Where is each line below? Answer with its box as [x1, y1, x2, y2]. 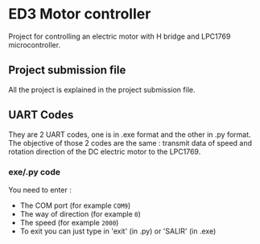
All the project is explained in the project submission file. [8, 85, 196, 94]
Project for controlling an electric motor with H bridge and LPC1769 [8, 31, 231, 41]
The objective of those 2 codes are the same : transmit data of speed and [8, 138, 252, 147]
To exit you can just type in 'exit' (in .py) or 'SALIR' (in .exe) [19, 226, 217, 236]
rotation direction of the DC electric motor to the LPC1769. [8, 147, 201, 156]
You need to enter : [8, 184, 72, 194]
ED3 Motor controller [8, 5, 151, 23]
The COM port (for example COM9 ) [19, 201, 131, 210]
